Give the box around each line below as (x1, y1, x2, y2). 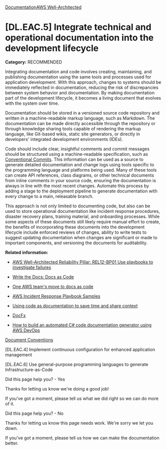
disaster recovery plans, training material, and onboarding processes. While (5, 213, 160, 219)
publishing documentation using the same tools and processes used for (5, 74, 152, 80)
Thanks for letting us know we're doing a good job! (5, 386, 109, 391)
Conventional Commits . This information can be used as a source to (5, 156, 144, 162)
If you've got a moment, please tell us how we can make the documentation (5, 435, 160, 441)
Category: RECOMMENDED (5, 59, 62, 65)
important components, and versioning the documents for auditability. (5, 240, 148, 246)
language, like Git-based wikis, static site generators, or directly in (5, 131, 140, 137)
